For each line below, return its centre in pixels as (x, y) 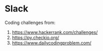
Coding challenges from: (30, 22)
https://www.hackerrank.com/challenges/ (55, 32)
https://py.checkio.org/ (35, 37)
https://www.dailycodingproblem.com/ (51, 42)
